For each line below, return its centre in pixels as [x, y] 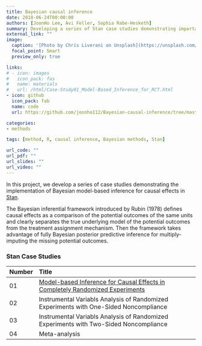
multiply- [170, 234]
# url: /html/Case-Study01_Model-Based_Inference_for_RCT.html [90, 90]
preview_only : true [36, 57]
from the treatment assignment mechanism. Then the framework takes [94, 228]
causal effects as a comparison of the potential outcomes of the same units [99, 215]
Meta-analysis [60, 333]
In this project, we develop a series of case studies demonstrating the [93, 184]
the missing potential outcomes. [69, 241]
